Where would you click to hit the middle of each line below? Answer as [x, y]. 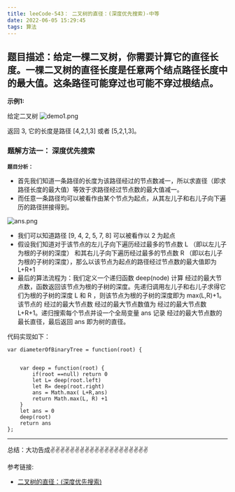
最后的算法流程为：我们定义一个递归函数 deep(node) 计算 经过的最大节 [120, 278]
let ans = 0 [37, 411]
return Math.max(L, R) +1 [70, 399]
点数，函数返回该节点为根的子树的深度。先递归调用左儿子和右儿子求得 [119, 287]
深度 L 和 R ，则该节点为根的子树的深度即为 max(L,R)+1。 [143, 295]
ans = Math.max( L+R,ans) [70, 393]
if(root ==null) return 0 [70, 374]
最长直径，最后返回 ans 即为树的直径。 [73, 322]
